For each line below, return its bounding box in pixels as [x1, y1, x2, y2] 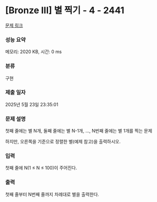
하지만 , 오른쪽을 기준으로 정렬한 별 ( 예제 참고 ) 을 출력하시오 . [5, 139, 121, 145]
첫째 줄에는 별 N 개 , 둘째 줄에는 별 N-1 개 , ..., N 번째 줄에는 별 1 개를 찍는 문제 [5, 128, 152, 134]
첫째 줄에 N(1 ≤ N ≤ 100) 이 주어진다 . [5, 165, 77, 171]
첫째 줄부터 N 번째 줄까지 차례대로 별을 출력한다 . [5, 191, 99, 197]
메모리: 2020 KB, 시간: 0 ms [5, 49, 62, 55]
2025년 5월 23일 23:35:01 [5, 101, 58, 107]
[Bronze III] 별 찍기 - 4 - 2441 [5, 5, 125, 16]
